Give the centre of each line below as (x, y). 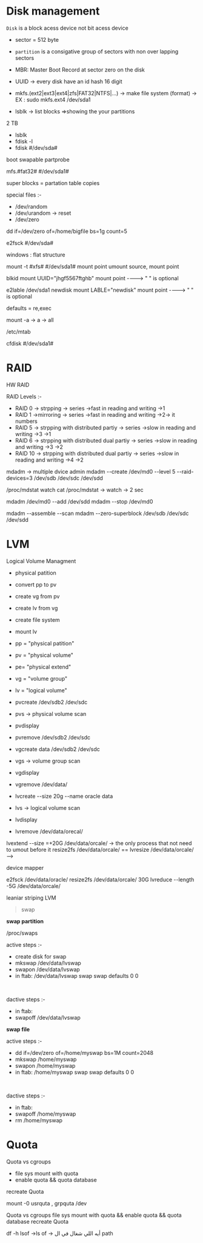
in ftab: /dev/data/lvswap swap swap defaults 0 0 (77, 975)
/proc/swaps (22, 933)
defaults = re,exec (29, 308)
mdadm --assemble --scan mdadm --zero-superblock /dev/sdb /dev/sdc (98, 513)
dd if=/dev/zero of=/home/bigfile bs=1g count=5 (67, 231)
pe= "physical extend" (43, 667)
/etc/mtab (19, 331)
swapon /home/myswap (45, 1065)
